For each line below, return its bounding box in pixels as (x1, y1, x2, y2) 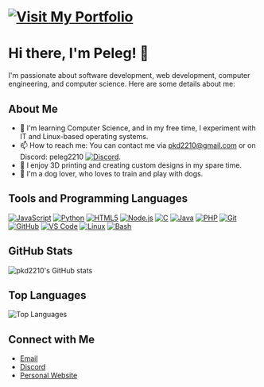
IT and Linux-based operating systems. (19, 131, 149, 141)
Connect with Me (8, 332, 95, 346)
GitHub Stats (8, 245, 73, 258)
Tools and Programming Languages (8, 192, 188, 206)
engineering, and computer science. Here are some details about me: (8, 79, 236, 89)
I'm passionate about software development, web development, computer (8, 71, 250, 80)
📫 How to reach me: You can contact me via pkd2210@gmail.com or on (19, 140, 256, 150)
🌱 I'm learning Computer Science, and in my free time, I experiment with (19, 123, 256, 133)
